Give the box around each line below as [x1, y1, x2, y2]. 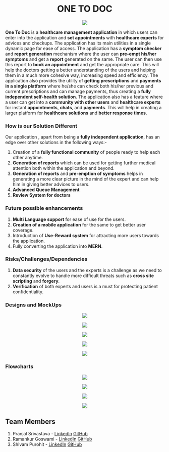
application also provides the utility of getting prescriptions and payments [5, 77, 161, 83]
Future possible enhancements [5, 205, 83, 212]
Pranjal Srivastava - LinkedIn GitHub [12, 431, 88, 437]
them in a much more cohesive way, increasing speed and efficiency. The [5, 72, 158, 78]
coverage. [12, 227, 34, 233]
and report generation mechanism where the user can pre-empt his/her [5, 51, 157, 57]
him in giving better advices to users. [12, 182, 90, 188]
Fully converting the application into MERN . [12, 243, 103, 249]
